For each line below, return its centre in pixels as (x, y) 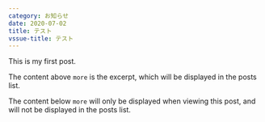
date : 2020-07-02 (38, 23)
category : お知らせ (38, 16)
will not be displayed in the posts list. (70, 110)
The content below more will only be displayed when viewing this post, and (132, 101)
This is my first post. (42, 61)
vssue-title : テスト (41, 38)
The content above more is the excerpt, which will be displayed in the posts (132, 77)
